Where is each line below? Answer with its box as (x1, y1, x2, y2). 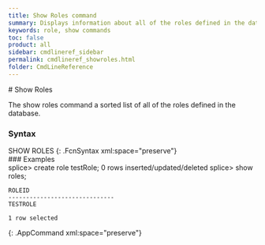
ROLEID (8, 187, 30, 194)
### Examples (8, 155, 55, 164)
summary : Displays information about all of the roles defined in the (8, 19, 245, 27)
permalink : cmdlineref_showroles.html (8, 56, 136, 64)
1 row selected (8, 214, 58, 222)
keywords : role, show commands (8, 26, 111, 34)
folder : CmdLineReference (8, 63, 93, 71)
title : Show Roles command (8, 11, 97, 20)
